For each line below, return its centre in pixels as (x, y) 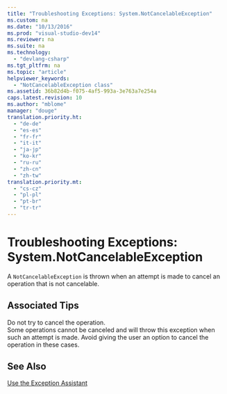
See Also (27, 367)
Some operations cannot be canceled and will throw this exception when (111, 330)
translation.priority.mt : (44, 182)
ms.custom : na (28, 20)
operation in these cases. (43, 345)
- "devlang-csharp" (42, 59)
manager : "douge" (32, 111)
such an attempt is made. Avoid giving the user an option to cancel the (108, 337)
